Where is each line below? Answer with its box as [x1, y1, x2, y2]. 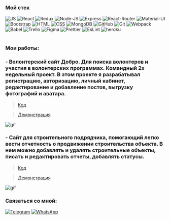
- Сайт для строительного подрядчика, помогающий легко [5, 134, 159, 141]
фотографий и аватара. [5, 90, 66, 97]
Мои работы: [5, 45, 40, 52]
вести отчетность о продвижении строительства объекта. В [5, 141, 163, 148]
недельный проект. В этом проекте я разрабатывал [5, 71, 141, 78]
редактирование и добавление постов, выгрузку [5, 84, 133, 91]
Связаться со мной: [5, 197, 57, 204]
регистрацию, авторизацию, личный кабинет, [5, 77, 125, 85]
